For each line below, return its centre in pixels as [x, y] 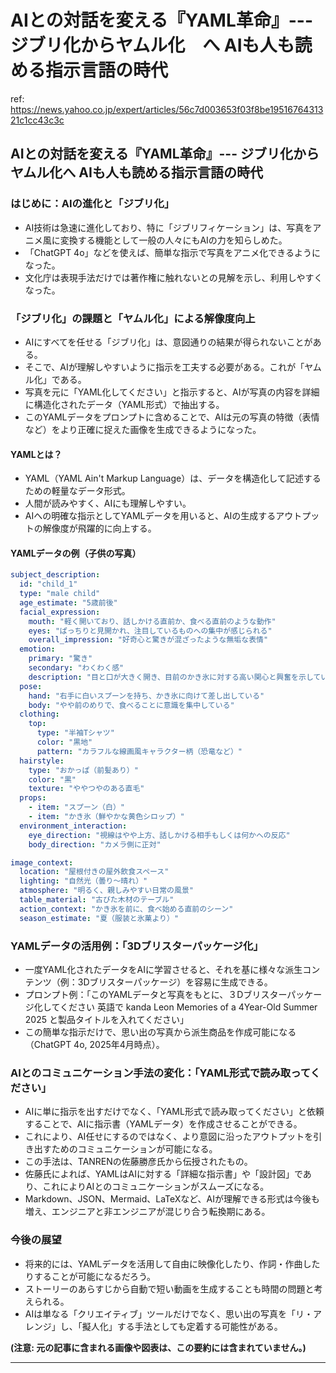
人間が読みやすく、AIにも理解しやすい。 [108, 503]
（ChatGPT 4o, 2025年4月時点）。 [94, 1044]
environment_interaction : [73, 826]
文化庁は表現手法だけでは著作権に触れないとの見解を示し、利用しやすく [173, 277]
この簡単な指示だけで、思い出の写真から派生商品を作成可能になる [160, 1032]
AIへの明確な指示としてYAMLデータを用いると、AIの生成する [150, 516]
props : [33, 798]
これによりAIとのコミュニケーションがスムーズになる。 [156, 1187]
